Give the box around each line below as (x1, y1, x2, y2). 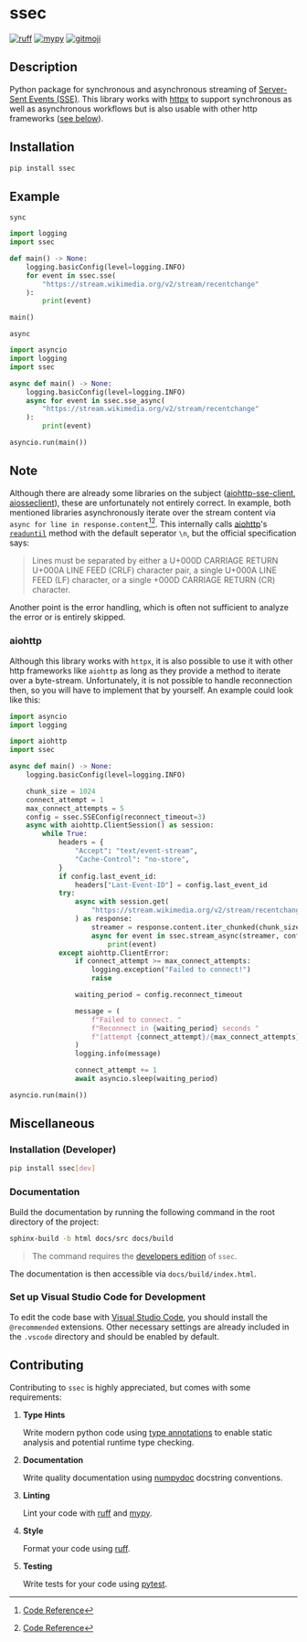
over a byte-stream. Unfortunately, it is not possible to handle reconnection (9, 674, 292, 685)
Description (9, 59, 78, 75)
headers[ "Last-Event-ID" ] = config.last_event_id (74, 880, 268, 889)
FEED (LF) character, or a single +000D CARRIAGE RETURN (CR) (31, 575, 276, 586)
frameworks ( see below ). (9, 112, 104, 123)
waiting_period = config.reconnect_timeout (74, 990, 244, 1000)
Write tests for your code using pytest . (22, 1578, 167, 1589)
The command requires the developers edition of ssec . (31, 1250, 238, 1261)
